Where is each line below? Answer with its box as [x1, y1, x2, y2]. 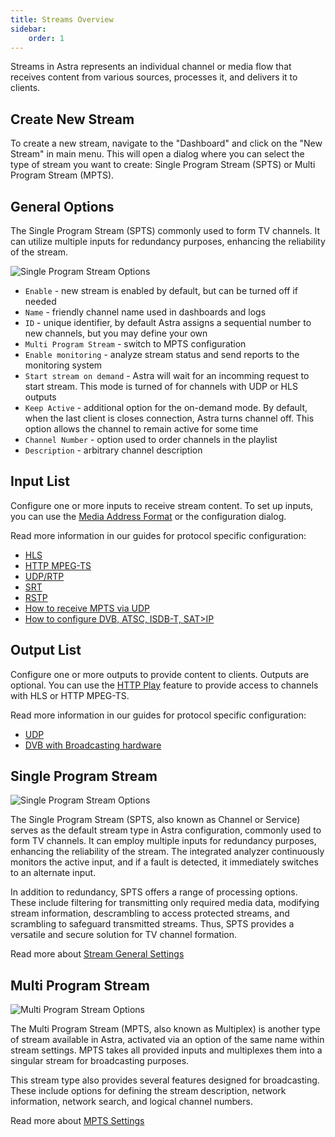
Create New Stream [10, 111, 135, 128]
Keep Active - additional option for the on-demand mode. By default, [24, 402, 308, 413]
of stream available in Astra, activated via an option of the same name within [10, 1034, 325, 1046]
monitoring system [24, 359, 103, 371]
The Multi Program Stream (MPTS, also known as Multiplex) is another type [10, 1023, 321, 1035]
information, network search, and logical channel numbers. [10, 1096, 253, 1108]
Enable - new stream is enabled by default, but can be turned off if [24, 285, 299, 296]
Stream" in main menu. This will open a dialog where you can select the [10, 148, 305, 160]
